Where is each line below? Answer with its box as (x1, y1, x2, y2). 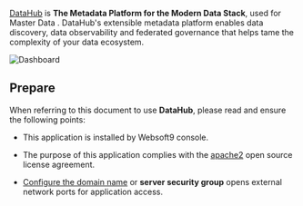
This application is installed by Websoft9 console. (22, 132, 209, 142)
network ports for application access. (22, 186, 164, 197)
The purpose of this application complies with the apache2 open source (22, 149, 293, 160)
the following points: (9, 113, 86, 125)
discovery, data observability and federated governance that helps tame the (9, 27, 294, 37)
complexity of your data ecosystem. (9, 36, 145, 47)
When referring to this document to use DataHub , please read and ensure (9, 104, 287, 115)
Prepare (9, 81, 56, 96)
